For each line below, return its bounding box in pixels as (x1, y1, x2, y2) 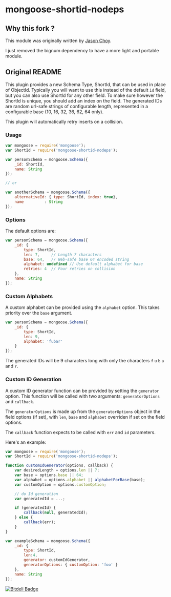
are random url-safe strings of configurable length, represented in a (5, 103, 148, 109)
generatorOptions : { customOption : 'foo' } (24, 562, 118, 567)
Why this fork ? (5, 24, 55, 33)
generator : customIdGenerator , (24, 558, 91, 563)
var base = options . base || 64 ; (14, 472, 83, 478)
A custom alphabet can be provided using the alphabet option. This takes (5, 304, 160, 311)
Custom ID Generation (5, 376, 61, 383)
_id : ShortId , (14, 161, 45, 167)
